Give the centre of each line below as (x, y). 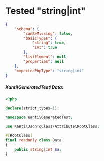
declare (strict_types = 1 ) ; (32, 108)
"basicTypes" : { (40, 38)
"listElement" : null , (46, 57)
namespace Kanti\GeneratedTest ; (39, 117)
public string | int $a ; (38, 149)
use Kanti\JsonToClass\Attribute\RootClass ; (53, 127)
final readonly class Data (33, 140)
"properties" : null (44, 61)
